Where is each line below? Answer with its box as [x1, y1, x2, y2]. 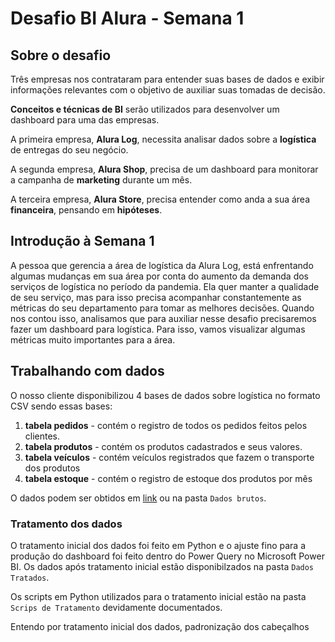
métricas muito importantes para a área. [10, 333, 176, 346]
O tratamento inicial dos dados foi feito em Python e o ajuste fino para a [10, 539, 306, 551]
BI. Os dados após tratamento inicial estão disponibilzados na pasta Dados [10, 560, 315, 572]
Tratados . [10, 571, 50, 583]
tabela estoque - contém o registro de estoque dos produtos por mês [24, 472, 313, 484]
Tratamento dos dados [10, 517, 123, 531]
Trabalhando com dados [10, 363, 165, 380]
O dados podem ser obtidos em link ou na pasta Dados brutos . [10, 492, 267, 504]
